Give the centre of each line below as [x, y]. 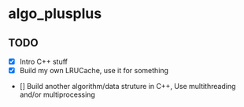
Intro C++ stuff [44, 61]
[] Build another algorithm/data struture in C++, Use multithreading [128, 87]
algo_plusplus [55, 14]
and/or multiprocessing [57, 94]
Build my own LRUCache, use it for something [94, 71]
